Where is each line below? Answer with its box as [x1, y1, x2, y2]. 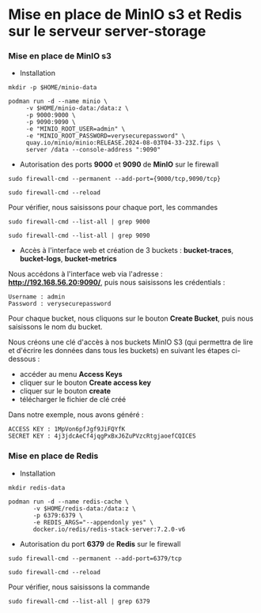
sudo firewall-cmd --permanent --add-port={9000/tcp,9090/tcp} [8, 175, 221, 183]
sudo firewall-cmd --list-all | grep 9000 [8, 218, 150, 226]
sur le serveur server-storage [8, 22, 206, 40]
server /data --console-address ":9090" [25, 146, 161, 154]
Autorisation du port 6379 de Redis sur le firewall [19, 539, 181, 548]
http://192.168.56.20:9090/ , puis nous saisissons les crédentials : [8, 278, 225, 288]
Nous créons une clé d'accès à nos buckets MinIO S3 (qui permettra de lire [8, 337, 253, 347]
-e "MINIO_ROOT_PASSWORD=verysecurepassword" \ [25, 132, 186, 140]
